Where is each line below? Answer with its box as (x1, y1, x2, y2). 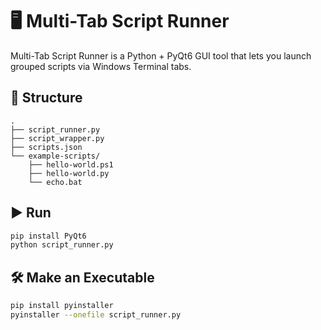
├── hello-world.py (28, 168, 110, 178)
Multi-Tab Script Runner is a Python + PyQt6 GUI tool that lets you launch (10, 49, 312, 62)
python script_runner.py (10, 240, 114, 250)
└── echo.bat (28, 177, 83, 187)
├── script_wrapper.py (10, 133, 105, 143)
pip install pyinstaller (10, 301, 114, 311)
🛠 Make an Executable (10, 269, 155, 286)
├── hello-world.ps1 (28, 159, 114, 170)
